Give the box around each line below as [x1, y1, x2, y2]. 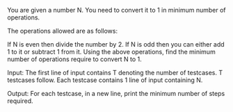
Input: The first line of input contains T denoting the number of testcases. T [7, 69, 223, 77]
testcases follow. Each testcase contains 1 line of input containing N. [7, 76, 203, 84]
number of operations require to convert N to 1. [7, 55, 143, 63]
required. [7, 97, 33, 105]
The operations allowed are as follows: [7, 27, 118, 35]
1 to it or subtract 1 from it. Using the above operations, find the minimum [7, 48, 216, 56]
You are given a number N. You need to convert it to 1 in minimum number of [7, 6, 226, 14]
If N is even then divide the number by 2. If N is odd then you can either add [7, 40, 225, 48]
